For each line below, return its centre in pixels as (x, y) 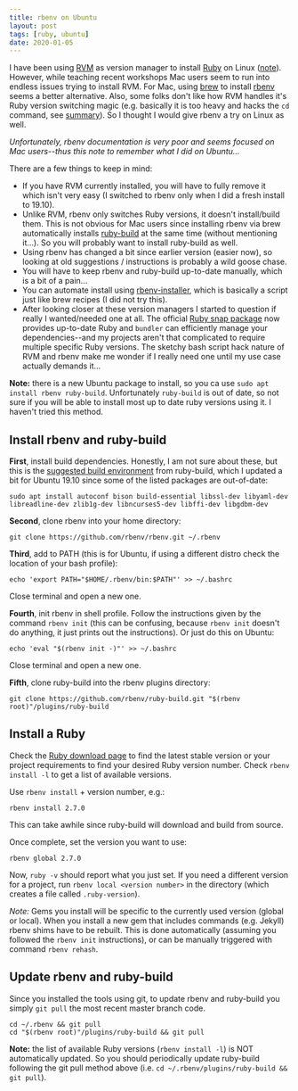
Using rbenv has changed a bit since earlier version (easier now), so (147, 252)
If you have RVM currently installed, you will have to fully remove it (144, 186)
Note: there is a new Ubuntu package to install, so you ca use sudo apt (139, 384)
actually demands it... (61, 366)
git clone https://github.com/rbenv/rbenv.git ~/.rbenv (115, 537)
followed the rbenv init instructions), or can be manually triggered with (141, 939)
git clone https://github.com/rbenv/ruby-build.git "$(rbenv (125, 699)
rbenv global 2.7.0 (45, 858)
